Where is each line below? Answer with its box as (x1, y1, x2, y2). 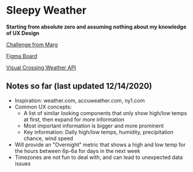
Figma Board (6, 52, 37, 59)
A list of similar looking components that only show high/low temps (23, 109, 188, 116)
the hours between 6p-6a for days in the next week (14, 147, 140, 154)
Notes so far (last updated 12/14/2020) (6, 81, 152, 91)
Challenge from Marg (6, 41, 58, 48)
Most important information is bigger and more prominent (23, 122, 164, 129)
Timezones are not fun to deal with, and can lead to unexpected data (14, 154, 184, 161)
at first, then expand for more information (23, 116, 125, 123)
